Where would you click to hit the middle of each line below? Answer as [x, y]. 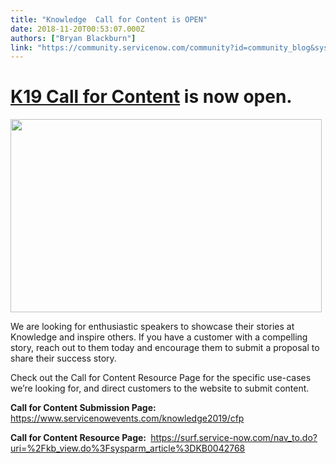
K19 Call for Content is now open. [151, 97]
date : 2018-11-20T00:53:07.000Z [77, 29]
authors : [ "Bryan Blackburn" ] [73, 38]
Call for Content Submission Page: [83, 408]
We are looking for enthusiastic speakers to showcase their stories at [152, 327]
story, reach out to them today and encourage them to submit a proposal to [165, 348]
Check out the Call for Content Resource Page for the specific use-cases [161, 378]
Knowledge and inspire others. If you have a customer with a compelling [159, 337]
